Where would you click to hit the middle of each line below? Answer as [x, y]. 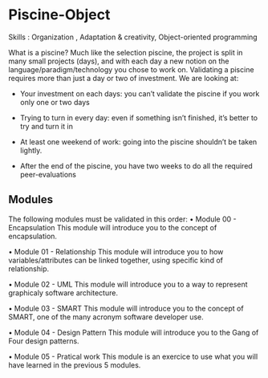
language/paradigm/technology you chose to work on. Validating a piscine [131, 69]
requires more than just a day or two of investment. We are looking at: [124, 78]
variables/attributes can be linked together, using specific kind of [116, 260]
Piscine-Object [59, 15]
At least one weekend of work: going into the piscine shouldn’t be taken [138, 141]
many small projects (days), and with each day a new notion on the [119, 61]
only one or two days [55, 102]
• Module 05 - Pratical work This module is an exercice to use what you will [133, 356]
